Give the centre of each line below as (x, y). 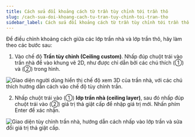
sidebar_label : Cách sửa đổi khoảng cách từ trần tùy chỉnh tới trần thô (98, 22)
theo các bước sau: (29, 45)
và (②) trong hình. (37, 69)
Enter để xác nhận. (37, 110)
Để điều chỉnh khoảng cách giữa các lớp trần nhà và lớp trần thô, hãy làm (94, 39)
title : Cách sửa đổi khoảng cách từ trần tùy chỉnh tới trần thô (87, 11)
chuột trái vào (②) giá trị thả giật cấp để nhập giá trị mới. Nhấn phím (97, 104)
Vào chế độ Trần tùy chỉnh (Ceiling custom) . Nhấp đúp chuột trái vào (98, 57)
